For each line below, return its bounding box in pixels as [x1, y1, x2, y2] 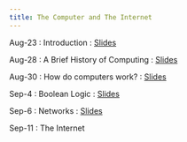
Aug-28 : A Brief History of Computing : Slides [9, 54, 178, 64]
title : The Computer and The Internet [9, 12, 152, 22]
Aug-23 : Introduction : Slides [9, 37, 117, 48]
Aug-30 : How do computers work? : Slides [9, 71, 167, 82]
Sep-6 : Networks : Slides [9, 105, 104, 116]
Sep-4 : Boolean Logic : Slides [9, 88, 120, 99]
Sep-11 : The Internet [9, 123, 86, 133]
